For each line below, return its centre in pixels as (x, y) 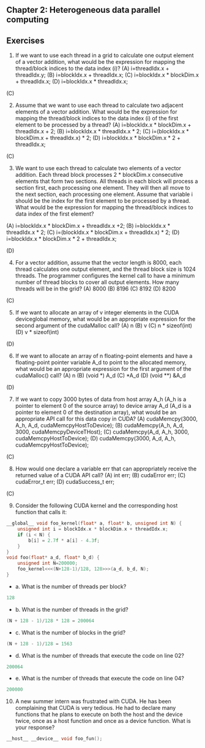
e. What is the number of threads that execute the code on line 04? (100, 679)
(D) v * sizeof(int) (37, 332)
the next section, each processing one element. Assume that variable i (104, 194)
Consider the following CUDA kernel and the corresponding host (96, 505)
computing (28, 20)
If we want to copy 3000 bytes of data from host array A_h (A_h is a (101, 399)
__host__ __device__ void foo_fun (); (54, 739)
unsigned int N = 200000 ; (48, 563)
